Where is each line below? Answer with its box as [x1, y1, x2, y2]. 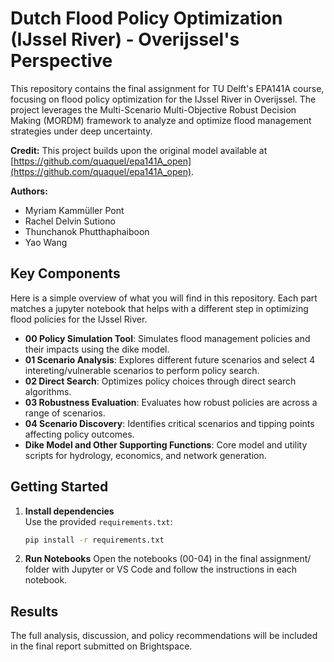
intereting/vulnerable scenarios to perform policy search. [24, 364, 260, 376]
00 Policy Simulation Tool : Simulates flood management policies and [24, 332, 311, 344]
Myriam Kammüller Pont [24, 204, 125, 216]
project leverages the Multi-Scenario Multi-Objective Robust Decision [10, 103, 297, 116]
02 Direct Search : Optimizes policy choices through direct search [24, 375, 297, 387]
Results [10, 603, 59, 620]
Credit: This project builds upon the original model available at [10, 144, 268, 156]
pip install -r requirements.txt [24, 535, 165, 545]
